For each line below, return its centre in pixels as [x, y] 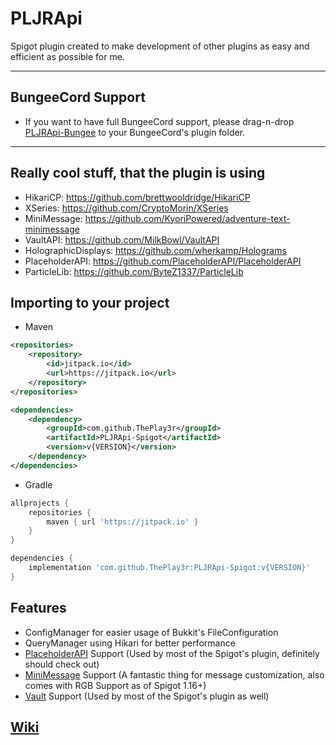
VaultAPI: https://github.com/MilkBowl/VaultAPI [122, 239]
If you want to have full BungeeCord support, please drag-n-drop [159, 121]
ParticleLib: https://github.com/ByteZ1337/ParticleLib [134, 271]
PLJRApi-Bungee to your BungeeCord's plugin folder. [135, 132]
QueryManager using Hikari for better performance [130, 643]
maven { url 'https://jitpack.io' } [122, 522]
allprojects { [40, 503]
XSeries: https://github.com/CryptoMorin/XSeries [126, 208]
